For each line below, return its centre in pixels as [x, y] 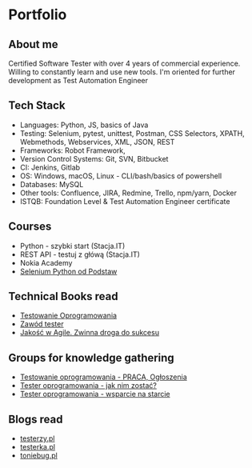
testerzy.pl [37, 438]
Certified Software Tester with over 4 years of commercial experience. [124, 63]
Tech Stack [37, 106]
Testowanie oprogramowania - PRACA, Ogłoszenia [104, 377]
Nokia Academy [46, 262]
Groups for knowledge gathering [91, 358]
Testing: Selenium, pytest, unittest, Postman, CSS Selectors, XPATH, [132, 133]
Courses [30, 227]
